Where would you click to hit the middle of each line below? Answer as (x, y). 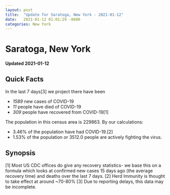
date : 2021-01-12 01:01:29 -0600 (43, 19)
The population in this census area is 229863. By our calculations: (74, 122)
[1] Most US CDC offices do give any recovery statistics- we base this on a (83, 165)
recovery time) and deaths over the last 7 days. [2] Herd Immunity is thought (85, 176)
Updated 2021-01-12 (27, 63)
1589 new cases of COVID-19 (43, 101)
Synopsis (20, 153)
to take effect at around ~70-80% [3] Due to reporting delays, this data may (84, 181)
